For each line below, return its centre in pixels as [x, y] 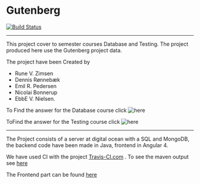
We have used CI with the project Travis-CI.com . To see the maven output [98, 157]
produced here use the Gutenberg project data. [64, 50]
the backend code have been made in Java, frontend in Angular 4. [87, 145]
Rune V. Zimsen [34, 73]
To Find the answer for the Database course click [66, 110]
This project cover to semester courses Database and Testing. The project [97, 44]
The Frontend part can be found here [51, 174]
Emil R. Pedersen [36, 86]
